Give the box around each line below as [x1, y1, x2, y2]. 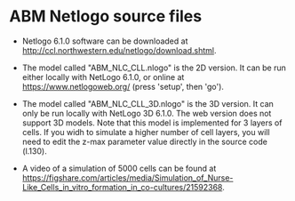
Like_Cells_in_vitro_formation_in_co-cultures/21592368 [21, 181, 223, 192]
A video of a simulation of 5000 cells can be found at [21, 163, 217, 173]
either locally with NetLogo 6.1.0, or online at [21, 71, 185, 82]
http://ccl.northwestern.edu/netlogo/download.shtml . [21, 44, 217, 55]
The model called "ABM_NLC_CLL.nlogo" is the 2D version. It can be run [21, 62, 286, 73]
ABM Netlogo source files [9, 6, 203, 27]
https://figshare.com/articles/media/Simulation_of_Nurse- [21, 172, 234, 183]
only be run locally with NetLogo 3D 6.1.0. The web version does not [21, 108, 272, 118]
